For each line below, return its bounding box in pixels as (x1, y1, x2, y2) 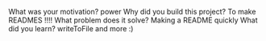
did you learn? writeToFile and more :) (8, 24, 134, 33)
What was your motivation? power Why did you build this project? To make (8, 7, 256, 16)
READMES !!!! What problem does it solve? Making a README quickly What (8, 15, 258, 25)
